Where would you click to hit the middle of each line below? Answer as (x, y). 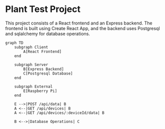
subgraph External (33, 86)
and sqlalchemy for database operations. (48, 33)
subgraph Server (31, 64)
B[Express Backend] (44, 69)
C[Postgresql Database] (48, 73)
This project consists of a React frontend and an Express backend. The (79, 23)
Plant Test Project (43, 9)
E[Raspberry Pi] (40, 91)
